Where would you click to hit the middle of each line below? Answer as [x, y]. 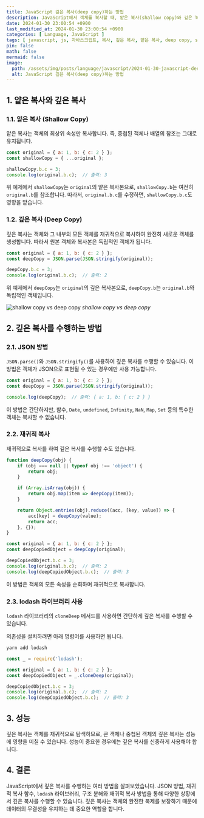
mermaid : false [25, 57]
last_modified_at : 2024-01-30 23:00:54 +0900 [65, 29]
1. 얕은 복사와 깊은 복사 [46, 100]
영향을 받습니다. [25, 202]
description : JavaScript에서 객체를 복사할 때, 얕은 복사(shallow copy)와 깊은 [100, 18]
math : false [21, 52]
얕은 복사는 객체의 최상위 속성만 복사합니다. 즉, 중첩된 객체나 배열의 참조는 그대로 [102, 133]
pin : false [20, 46]
